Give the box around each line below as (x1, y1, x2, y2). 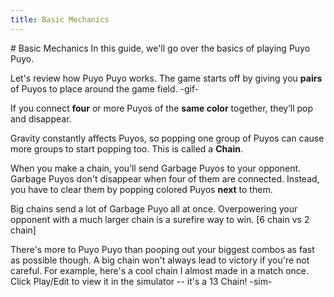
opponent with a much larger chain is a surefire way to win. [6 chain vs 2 (10, 213, 310, 225)
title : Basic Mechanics (10, 14, 110, 25)
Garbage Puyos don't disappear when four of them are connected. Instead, (10, 172, 320, 185)
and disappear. (10, 112, 72, 125)
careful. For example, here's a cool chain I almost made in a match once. (10, 264, 310, 276)
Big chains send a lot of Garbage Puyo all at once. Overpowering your (10, 202, 298, 215)
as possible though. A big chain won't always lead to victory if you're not (10, 254, 310, 266)
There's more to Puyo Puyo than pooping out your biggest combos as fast (10, 243, 315, 255)
